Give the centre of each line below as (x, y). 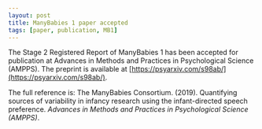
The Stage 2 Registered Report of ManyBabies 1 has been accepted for (123, 53)
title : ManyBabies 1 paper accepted (68, 23)
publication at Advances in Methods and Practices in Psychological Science (131, 61)
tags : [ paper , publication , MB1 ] (63, 30)
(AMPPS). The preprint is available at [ (70, 69)
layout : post (30, 15)
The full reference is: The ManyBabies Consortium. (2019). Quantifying (123, 93)
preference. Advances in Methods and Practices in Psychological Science (129, 109)
